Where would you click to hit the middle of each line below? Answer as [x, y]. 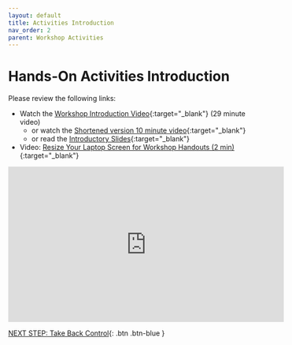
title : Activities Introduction [61, 23]
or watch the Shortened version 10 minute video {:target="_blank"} [139, 130]
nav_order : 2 [30, 30]
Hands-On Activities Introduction [119, 77]
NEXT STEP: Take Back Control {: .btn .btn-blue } [87, 333]
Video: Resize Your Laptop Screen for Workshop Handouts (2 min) [127, 148]
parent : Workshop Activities [56, 37]
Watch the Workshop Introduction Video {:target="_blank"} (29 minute [133, 114]
